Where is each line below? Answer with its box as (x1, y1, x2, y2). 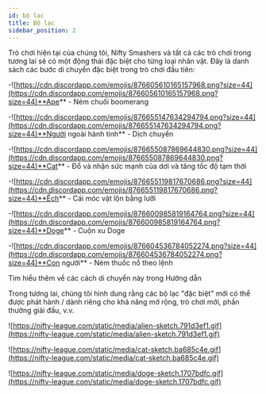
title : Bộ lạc (8, 19, 56, 27)
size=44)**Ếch (8, 193, 60, 203)
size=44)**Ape (8, 97, 60, 107)
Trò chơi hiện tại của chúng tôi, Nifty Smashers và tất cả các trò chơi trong (8, 48, 252, 58)
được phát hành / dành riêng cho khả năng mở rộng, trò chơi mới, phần (8, 297, 240, 307)
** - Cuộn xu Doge (64, 226, 125, 235)
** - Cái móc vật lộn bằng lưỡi (58, 193, 156, 203)
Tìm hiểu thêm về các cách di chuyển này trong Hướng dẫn (8, 274, 202, 283)
